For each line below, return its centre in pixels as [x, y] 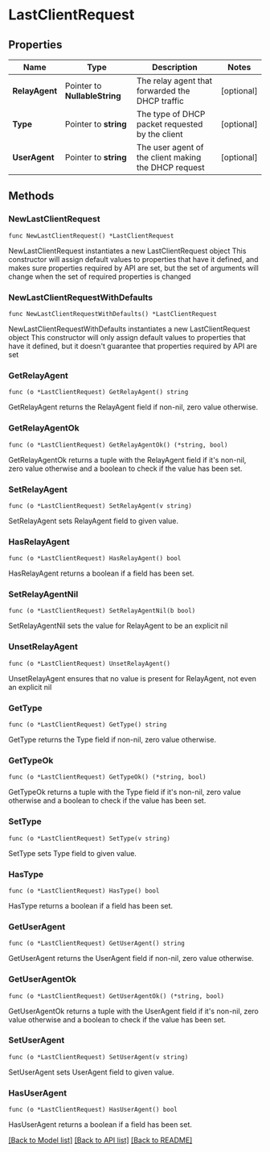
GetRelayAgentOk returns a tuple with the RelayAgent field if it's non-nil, [127, 460]
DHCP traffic [160, 101]
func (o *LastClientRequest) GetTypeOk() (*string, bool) [107, 777]
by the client [160, 134]
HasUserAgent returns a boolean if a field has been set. [100, 1125]
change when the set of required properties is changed [100, 277]
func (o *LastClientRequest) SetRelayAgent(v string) [100, 505]
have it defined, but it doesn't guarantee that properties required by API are [133, 346]
